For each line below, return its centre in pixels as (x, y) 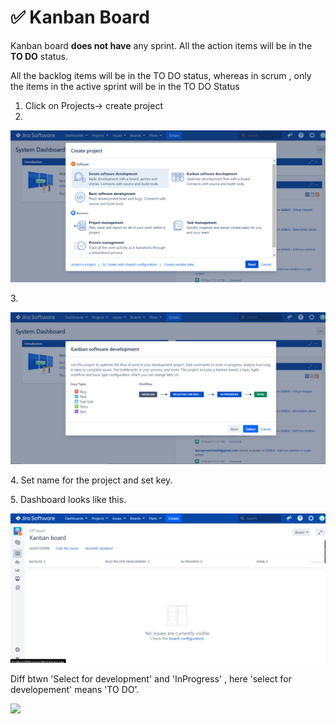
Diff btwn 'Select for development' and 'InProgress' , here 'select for (151, 679)
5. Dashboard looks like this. (68, 499)
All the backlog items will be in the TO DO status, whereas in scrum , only (161, 75)
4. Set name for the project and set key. (91, 480)
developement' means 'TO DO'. (75, 690)
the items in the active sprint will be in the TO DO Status (125, 86)
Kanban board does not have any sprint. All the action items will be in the (161, 45)
